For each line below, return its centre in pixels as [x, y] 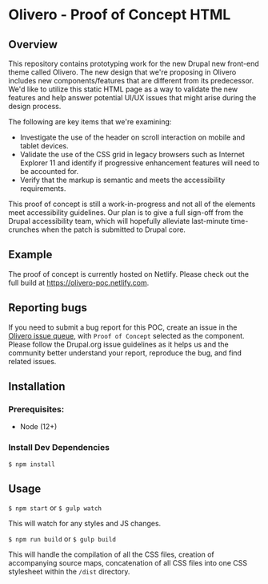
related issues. [32, 361]
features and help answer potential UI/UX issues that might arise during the [132, 97]
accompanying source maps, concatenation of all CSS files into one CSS [128, 563]
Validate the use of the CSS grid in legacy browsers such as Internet [132, 154]
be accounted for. [49, 171]
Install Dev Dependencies [59, 448]
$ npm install [32, 464]
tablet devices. [44, 146]
